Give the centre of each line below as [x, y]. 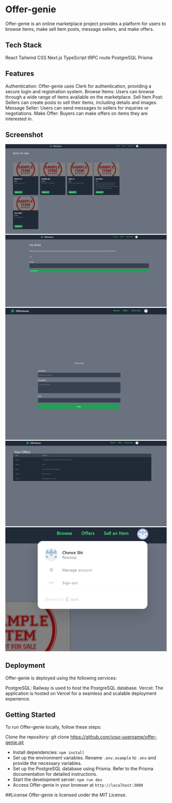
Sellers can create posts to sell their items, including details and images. [81, 102]
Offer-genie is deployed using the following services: [61, 678]
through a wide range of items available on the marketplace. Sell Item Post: [84, 97]
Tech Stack [24, 45]
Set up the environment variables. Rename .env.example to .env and [84, 758]
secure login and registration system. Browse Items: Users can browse [80, 91]
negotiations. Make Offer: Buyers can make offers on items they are [77, 113]
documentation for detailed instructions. [55, 774]
